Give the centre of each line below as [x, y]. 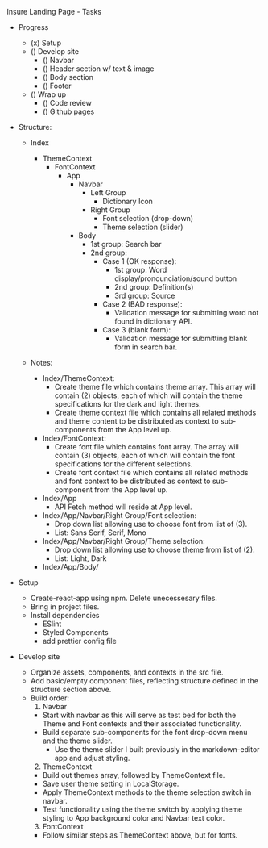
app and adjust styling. [92, 758]
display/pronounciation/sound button [176, 278]
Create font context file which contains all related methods [151, 472]
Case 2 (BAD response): [142, 304]
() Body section [68, 77]
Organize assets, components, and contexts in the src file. [127, 672]
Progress [33, 27]
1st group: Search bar [126, 244]
